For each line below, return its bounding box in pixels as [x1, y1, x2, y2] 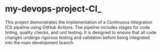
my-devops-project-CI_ [5, 3, 102, 14]
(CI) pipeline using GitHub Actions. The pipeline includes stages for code [5, 24, 150, 30]
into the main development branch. [5, 39, 75, 45]
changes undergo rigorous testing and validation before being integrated [5, 35, 150, 40]
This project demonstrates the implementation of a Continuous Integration [5, 19, 153, 25]
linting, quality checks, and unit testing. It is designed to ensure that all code [5, 29, 157, 35]
